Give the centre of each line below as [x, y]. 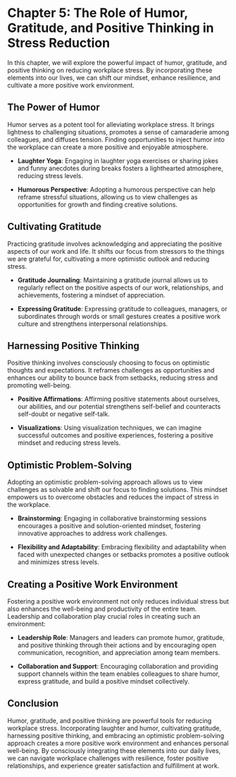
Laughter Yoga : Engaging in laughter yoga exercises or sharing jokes [118, 160]
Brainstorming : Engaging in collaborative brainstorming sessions [112, 518]
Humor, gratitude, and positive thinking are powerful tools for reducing [110, 720]
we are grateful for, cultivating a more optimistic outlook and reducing [108, 259]
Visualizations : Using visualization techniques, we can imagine [110, 428]
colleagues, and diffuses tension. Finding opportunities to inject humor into [116, 139]
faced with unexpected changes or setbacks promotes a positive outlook [123, 555]
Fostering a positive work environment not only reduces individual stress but [118, 601]
